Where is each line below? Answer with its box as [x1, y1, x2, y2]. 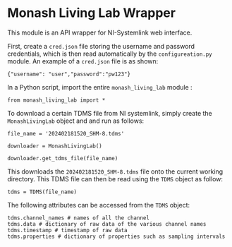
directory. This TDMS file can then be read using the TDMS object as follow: [7, 174, 224, 183]
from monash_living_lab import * [7, 97, 106, 104]
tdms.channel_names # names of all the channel [7, 214, 150, 222]
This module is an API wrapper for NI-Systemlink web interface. [7, 28, 193, 37]
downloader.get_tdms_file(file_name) [7, 155, 118, 162]
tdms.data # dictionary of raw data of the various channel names [7, 220, 207, 227]
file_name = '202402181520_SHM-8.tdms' [7, 130, 125, 137]
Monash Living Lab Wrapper [7, 5, 176, 21]
